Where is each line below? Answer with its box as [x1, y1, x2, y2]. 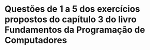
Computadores [4, 35, 67, 46]
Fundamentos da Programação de [4, 25, 145, 35]
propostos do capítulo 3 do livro [4, 14, 137, 25]
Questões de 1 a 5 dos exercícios [4, 3, 140, 15]
